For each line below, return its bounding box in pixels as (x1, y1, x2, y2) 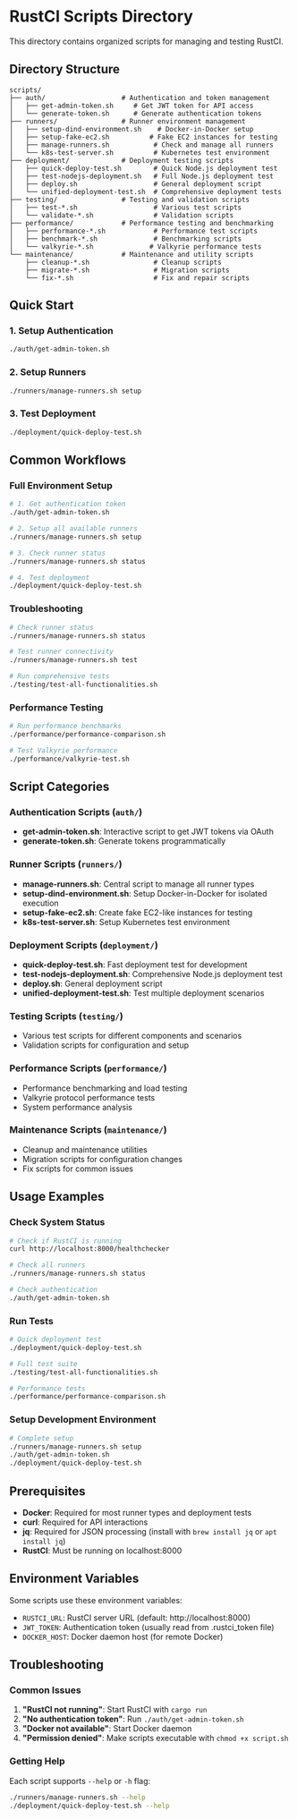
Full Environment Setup (9, 479, 114, 491)
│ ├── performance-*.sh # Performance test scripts (9, 226, 258, 235)
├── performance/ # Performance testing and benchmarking (9, 218, 275, 227)
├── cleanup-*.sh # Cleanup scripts (25, 258, 222, 267)
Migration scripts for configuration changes (21, 1153, 183, 1164)
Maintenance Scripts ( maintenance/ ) (9, 1124, 167, 1136)
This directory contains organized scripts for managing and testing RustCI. (9, 36, 284, 47)
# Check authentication (9, 1286, 98, 1295)
